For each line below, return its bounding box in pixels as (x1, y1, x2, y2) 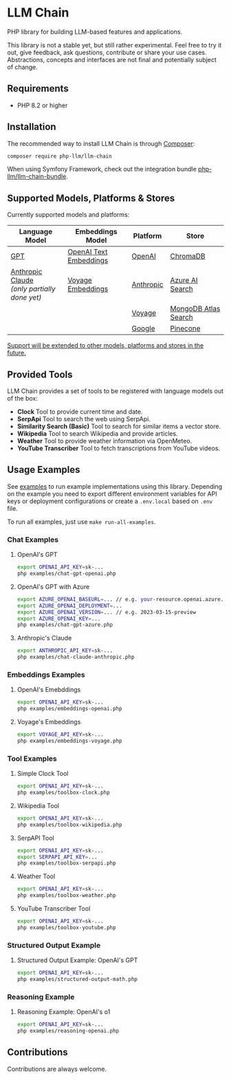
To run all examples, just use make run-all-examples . (7, 518, 156, 526)
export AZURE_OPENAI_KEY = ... (16, 615, 101, 622)
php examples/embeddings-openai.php (16, 706, 122, 712)
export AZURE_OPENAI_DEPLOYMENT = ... (16, 602, 122, 609)
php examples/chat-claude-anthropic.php (16, 654, 135, 661)
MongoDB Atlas (170, 304, 221, 314)
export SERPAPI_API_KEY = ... (16, 854, 98, 860)
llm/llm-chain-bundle (7, 172, 67, 180)
